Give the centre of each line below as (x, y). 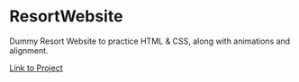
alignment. (29, 50)
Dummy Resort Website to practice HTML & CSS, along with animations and (150, 41)
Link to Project (36, 68)
